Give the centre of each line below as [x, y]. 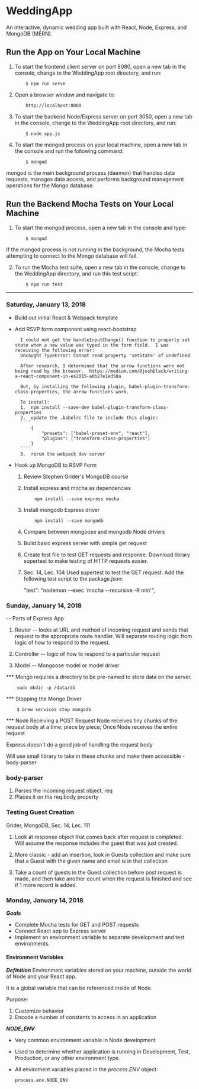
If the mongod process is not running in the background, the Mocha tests [95, 249]
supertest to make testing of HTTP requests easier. [86, 560]
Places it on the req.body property [57, 797]
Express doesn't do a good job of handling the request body [79, 745]
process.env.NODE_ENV [41, 1080]
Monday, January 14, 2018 [45, 900]
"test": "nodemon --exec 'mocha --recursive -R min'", [89, 590]
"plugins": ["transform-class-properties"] [96, 438]
